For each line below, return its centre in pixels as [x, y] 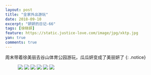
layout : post [19, 10]
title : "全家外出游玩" [27, 14]
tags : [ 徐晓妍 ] [20, 28]
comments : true [21, 42]
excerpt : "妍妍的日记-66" [30, 24]
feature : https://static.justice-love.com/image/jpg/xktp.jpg [72, 33]
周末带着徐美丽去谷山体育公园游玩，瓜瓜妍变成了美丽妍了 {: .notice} [75, 57]
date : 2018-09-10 [23, 19]
